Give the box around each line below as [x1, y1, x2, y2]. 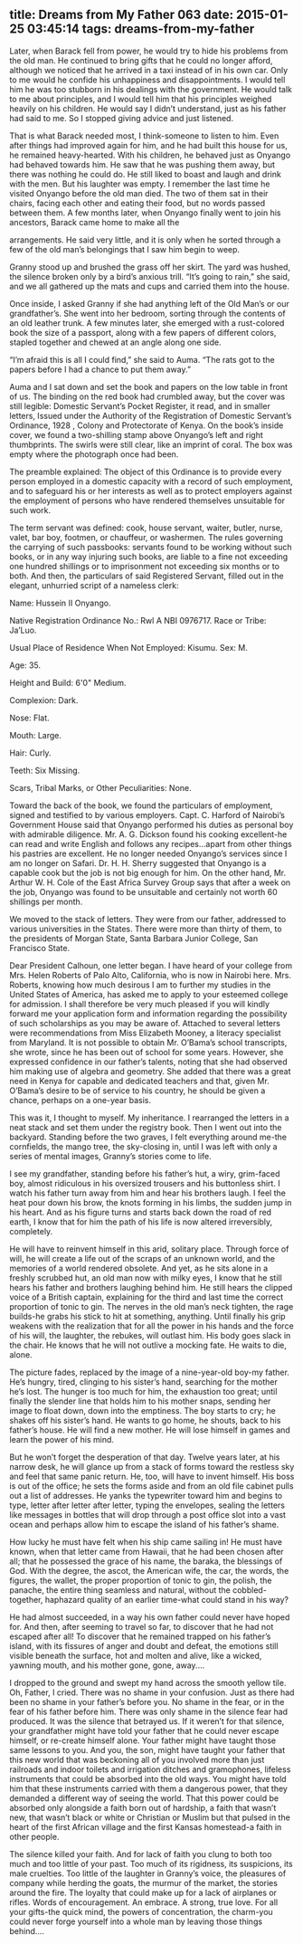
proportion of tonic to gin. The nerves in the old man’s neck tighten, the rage [9, 1301, 294, 1311]
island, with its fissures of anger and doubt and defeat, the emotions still [9, 1640, 279, 1651]
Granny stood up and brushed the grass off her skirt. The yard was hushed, [9, 262, 291, 272]
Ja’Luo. [9, 624, 37, 635]
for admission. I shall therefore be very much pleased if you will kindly [9, 998, 270, 1009]
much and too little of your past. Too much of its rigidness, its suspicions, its [9, 1858, 293, 1869]
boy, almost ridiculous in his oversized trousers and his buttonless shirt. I [9, 1177, 280, 1188]
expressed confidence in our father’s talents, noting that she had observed [9, 1056, 288, 1067]
